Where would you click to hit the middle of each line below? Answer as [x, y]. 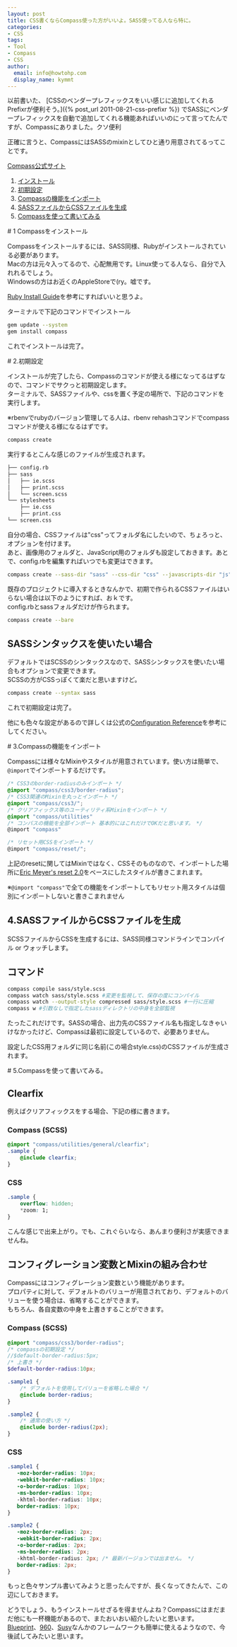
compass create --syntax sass [52, 693]
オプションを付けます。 [41, 543]
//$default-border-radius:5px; [53, 1356]
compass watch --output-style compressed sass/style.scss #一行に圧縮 [110, 1002]
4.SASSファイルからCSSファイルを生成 [94, 921]
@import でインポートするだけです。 [58, 770]
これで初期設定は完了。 [41, 708]
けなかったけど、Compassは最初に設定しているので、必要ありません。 [110, 1032]
